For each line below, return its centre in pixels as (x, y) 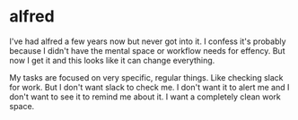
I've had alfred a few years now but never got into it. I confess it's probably (148, 41)
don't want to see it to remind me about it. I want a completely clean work (145, 97)
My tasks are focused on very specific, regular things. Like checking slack (147, 77)
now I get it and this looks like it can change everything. (112, 60)
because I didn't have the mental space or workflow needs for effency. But (147, 50)
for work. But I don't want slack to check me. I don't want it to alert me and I (149, 87)
